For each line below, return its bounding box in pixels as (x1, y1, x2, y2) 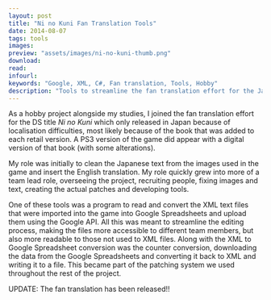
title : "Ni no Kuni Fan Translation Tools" (8, 19, 157, 27)
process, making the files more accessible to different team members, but (8, 226, 254, 235)
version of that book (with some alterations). (8, 143, 156, 153)
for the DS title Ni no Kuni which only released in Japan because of (8, 118, 231, 127)
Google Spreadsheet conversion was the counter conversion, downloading (8, 243, 257, 252)
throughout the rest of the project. (8, 269, 122, 278)
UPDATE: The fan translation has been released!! (8, 284, 171, 294)
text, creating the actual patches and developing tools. (8, 185, 190, 194)
